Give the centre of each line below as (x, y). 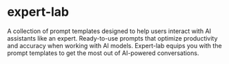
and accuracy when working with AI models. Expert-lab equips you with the (114, 45)
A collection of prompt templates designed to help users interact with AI (109, 31)
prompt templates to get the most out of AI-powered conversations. (103, 53)
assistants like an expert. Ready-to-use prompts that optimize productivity (112, 38)
